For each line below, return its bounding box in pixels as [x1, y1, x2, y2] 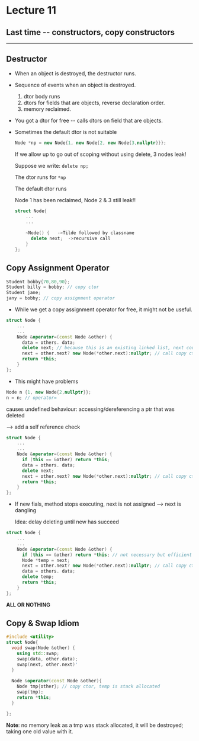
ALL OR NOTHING [6, 601, 50, 608]
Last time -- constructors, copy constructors [6, 27, 175, 37]
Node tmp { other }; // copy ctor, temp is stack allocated [17, 683, 161, 689]
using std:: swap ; [17, 650, 60, 657]
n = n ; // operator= [6, 395, 57, 401]
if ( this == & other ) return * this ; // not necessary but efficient [21, 552, 192, 558]
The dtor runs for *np [14, 173, 66, 181]
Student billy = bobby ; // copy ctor [6, 284, 99, 290]
